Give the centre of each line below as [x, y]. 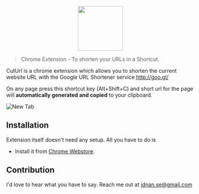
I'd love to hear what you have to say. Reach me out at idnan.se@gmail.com [99, 184]
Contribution [30, 170]
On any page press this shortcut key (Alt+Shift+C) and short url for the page [100, 89]
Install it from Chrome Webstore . [55, 151]
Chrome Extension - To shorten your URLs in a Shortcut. [90, 59]
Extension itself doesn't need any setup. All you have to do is [81, 140]
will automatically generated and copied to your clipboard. [79, 95]
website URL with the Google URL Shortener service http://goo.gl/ [88, 77]
